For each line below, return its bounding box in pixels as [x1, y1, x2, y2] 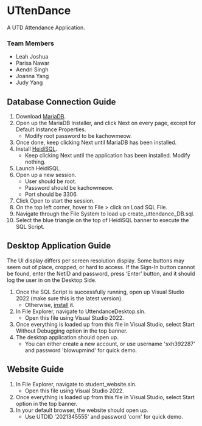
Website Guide [7, 364, 64, 375]
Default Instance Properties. [15, 126, 86, 133]
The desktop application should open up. [15, 333, 119, 341]
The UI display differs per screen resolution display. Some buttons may [7, 257, 185, 264]
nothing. [24, 158, 46, 165]
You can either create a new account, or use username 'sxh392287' [24, 340, 195, 347]
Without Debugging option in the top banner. [15, 327, 128, 334]
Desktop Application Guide [7, 240, 111, 251]
